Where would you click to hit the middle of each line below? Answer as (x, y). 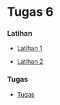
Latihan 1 (29, 48)
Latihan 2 (30, 62)
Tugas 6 (30, 12)
